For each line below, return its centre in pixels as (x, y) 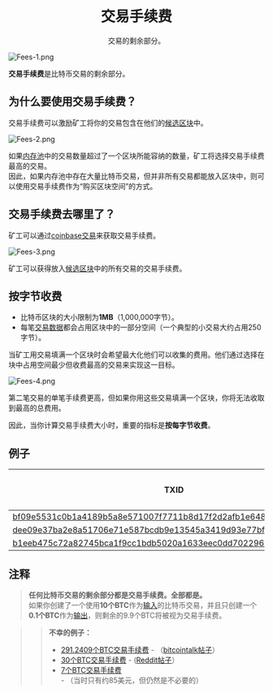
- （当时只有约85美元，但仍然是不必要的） (132, 680)
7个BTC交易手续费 (91, 670)
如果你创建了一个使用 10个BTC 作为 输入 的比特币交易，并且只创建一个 (143, 605)
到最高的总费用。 (37, 408)
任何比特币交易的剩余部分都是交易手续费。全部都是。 (117, 595)
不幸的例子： (70, 633)
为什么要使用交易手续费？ (72, 102)
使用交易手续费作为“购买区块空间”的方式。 (86, 186)
